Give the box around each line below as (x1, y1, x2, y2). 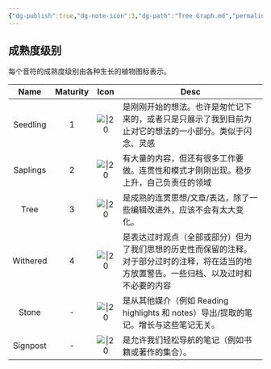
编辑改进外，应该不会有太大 (130, 204, 236, 216)
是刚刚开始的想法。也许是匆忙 (122, 102, 236, 113)
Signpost (13, 340, 47, 351)
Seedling (13, 119, 47, 130)
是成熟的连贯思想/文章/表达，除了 (122, 192, 250, 203)
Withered (12, 255, 48, 266)
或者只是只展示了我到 (146, 114, 228, 125)
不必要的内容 (122, 280, 172, 291)
